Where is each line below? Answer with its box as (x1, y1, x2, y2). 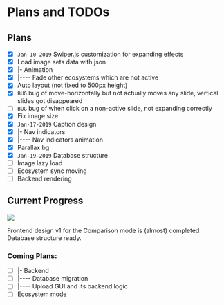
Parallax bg (17, 143, 50, 151)
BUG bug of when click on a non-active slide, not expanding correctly (17, 104, 213, 113)
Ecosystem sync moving (17, 167, 88, 175)
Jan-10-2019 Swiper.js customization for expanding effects (17, 50, 184, 58)
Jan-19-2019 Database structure (17, 151, 109, 159)
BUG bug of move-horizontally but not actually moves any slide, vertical (17, 89, 218, 98)
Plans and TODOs (7, 4, 110, 20)
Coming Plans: (7, 250, 57, 260)
